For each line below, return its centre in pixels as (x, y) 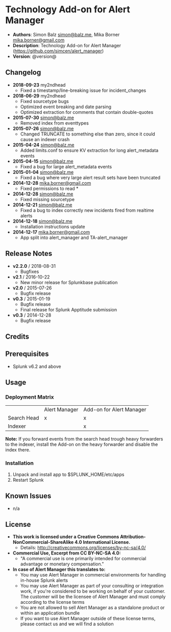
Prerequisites (27, 354)
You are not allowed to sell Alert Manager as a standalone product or (92, 608)
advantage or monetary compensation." (62, 564)
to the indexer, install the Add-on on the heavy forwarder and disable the (82, 444)
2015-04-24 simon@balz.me (43, 145)
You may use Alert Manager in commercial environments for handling (93, 575)
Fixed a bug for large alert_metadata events (66, 166)
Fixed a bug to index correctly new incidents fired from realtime (87, 210)
